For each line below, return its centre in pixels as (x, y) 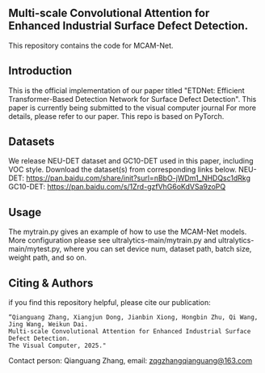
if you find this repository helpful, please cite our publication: (110, 303)
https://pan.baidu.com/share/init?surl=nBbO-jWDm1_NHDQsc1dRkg (138, 178)
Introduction (40, 71)
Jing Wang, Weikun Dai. (48, 324)
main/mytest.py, (35, 249)
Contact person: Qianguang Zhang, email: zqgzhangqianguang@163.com (130, 361)
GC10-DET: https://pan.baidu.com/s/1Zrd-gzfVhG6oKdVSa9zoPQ (117, 187)
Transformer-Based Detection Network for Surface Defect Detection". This (132, 99)
